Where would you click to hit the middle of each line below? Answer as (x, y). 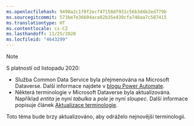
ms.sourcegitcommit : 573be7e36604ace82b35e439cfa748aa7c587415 (87, 17)
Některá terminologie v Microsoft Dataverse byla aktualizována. (93, 92)
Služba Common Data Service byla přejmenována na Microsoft (92, 79)
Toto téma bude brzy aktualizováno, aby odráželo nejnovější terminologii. (96, 116)
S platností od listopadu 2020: (43, 68)
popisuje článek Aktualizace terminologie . (66, 105)
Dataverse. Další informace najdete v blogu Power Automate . (90, 86)
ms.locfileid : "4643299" (37, 39)
